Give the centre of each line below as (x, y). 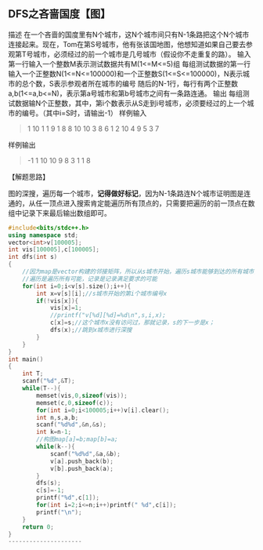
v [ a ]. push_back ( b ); (81, 461)
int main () (26, 359)
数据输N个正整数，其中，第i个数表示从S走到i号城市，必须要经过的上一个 (131, 103)
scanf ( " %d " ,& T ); (49, 381)
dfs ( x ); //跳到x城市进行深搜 (91, 330)
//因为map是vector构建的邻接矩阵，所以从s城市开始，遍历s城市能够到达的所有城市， (141, 272)
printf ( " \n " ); (59, 512)
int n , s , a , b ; (58, 417)
